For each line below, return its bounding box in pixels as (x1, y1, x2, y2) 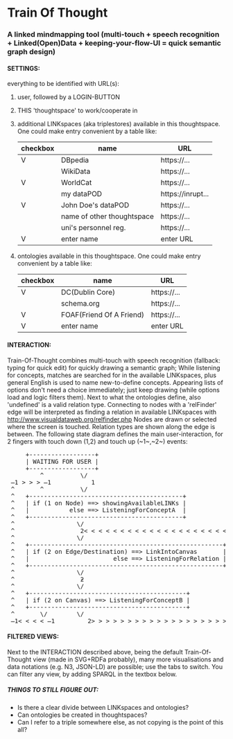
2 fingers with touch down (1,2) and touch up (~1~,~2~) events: (7, 437, 188, 445)
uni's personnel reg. (61, 223, 126, 233)
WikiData (61, 166, 91, 176)
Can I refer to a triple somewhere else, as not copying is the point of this (17, 718, 224, 726)
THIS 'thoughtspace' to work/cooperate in (17, 106, 138, 115)
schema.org (61, 299, 101, 308)
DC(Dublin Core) (61, 288, 116, 297)
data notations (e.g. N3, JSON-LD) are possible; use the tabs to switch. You (7, 662, 223, 670)
